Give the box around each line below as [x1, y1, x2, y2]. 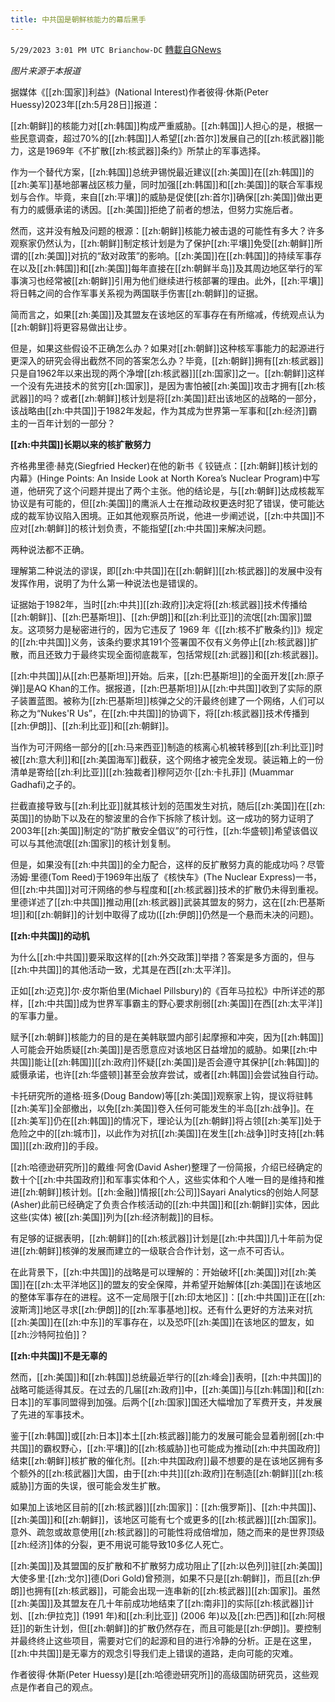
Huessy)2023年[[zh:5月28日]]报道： [10, 98, 161, 110]
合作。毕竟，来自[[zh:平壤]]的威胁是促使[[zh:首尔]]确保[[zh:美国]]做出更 [27, 191, 323, 203]
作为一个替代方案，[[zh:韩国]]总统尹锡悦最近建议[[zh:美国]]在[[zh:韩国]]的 [10, 166, 315, 178]
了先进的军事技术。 [10, 1408, 90, 1420]
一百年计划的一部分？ [27, 417, 116, 429]
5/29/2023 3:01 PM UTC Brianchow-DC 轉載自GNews [10, 43, 222, 55]
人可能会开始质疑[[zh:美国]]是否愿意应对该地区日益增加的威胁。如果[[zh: [10, 1043, 309, 1055]
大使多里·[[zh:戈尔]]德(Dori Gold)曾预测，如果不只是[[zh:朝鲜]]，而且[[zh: [10, 1572, 312, 1584]
